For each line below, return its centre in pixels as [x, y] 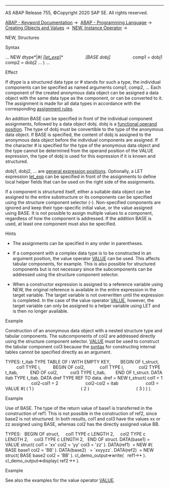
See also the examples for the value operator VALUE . [60, 480]
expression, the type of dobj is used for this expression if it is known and [80, 156]
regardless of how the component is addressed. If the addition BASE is [78, 218]
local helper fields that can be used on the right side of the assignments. [80, 182]
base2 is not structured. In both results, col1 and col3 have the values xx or [83, 419]
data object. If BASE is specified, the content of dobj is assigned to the [78, 135]
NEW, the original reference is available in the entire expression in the [84, 290]
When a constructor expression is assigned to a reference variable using [88, 284]
